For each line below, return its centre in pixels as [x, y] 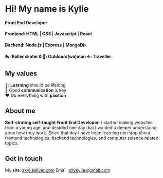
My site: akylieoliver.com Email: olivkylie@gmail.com [58, 170]
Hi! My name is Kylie [47, 9]
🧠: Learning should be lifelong [35, 85]
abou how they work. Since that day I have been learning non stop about [78, 133]
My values [21, 73]
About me [20, 111]
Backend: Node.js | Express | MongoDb [45, 45]
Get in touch [24, 158]
